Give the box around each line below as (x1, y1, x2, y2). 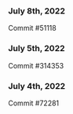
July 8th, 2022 (8, 6, 65, 17)
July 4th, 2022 (8, 80, 66, 91)
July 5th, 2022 (8, 43, 65, 54)
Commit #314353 (8, 61, 64, 70)
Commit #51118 (8, 24, 57, 33)
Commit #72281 (8, 98, 60, 108)
